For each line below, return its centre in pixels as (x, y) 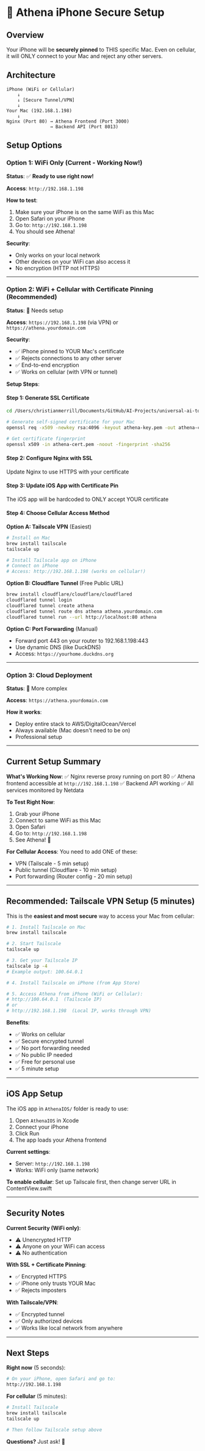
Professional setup (39, 736)
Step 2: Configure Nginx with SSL (49, 458)
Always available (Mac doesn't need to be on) (73, 730)
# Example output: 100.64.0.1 (45, 972)
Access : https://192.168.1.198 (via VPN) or (62, 322)
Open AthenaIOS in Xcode (47, 1120)
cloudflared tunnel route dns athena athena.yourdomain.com (85, 611)
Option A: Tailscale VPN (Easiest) (49, 527)
